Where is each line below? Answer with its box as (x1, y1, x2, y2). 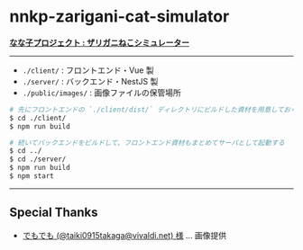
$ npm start (9, 172, 54, 181)
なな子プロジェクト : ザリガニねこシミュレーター (9, 37, 190, 48)
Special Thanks (9, 205, 98, 220)
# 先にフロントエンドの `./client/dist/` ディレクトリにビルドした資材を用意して (9, 105, 284, 114)
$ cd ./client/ (9, 113, 67, 122)
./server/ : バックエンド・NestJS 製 (22, 76, 159, 86)
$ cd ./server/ (9, 155, 67, 164)
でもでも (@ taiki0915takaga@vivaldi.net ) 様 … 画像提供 (22, 229, 227, 240)
